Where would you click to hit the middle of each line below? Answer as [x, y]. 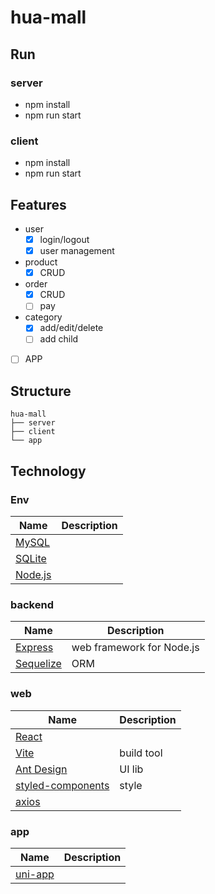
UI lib [131, 769]
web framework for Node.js [135, 648]
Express [34, 648]
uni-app [35, 874]
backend [32, 604]
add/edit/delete [71, 328]
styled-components [62, 785]
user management [77, 251]
